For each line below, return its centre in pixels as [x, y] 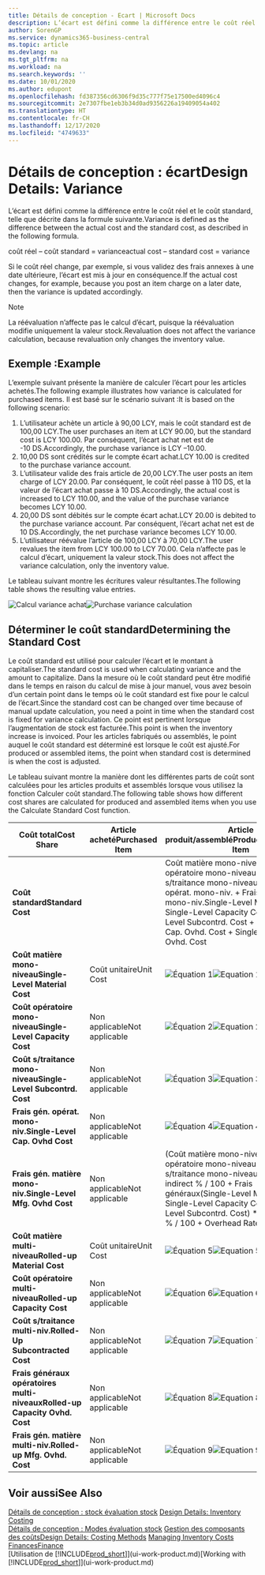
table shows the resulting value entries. [72, 590]
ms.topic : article [38, 45]
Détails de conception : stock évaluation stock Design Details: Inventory [125, 1512]
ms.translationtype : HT [47, 111]
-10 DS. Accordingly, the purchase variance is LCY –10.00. [113, 448]
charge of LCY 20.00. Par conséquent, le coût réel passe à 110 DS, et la [135, 482]
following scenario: [39, 408]
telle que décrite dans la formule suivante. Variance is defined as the [119, 219]
